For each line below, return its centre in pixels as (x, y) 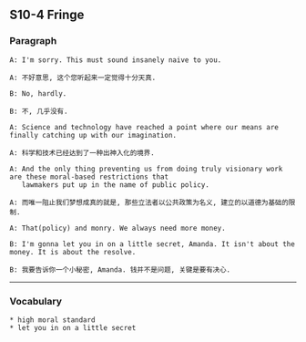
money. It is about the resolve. (73, 252)
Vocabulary (36, 301)
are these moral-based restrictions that (89, 177)
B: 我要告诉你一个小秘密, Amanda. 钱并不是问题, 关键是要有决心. (120, 269)
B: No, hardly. (38, 93)
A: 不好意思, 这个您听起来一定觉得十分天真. (83, 78)
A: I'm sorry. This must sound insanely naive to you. (116, 60)
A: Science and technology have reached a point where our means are (144, 127)
